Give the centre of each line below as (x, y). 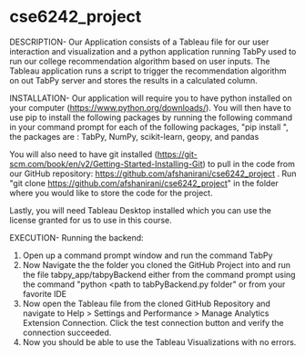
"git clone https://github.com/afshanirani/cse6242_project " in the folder (144, 183)
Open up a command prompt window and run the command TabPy (147, 255)
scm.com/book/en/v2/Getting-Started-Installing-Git (106, 163)
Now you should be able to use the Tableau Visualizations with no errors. (159, 341)
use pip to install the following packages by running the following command (151, 117)
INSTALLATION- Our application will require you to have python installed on (151, 98)
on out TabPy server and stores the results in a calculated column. (133, 80)
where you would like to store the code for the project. (111, 193)
